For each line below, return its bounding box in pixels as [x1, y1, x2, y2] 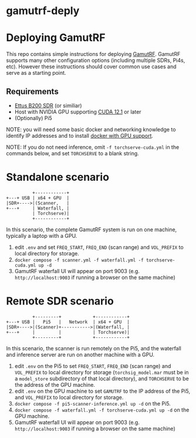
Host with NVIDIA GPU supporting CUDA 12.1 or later [14, 108, 142, 115]
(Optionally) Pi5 [14, 114, 53, 121]
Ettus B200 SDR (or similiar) [14, 102, 82, 109]
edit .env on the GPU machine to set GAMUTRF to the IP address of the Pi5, [14, 387, 191, 394]
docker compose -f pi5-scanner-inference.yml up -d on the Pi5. [14, 400, 171, 407]
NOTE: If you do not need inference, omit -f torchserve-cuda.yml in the [6, 143, 180, 151]
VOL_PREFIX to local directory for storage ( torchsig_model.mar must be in [14, 369, 189, 376]
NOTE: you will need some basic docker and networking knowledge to [6, 125, 176, 133]
